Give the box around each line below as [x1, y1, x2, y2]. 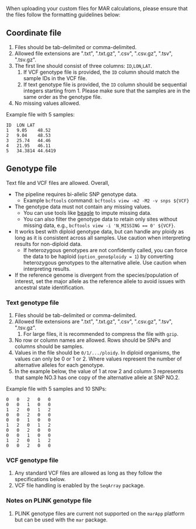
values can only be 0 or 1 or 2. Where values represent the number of [14, 355, 183, 362]
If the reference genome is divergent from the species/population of [14, 272, 179, 279]
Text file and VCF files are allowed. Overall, [6, 179, 110, 186]
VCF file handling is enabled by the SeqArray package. [14, 482, 145, 489]
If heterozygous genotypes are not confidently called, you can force [23, 246, 188, 253]
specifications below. [14, 476, 66, 483]
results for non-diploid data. [14, 240, 82, 248]
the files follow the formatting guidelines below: [6, 11, 121, 18]
